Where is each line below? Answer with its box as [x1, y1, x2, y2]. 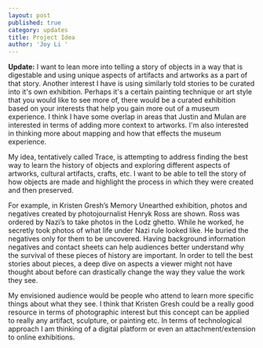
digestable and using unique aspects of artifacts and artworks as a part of [8, 71, 248, 80]
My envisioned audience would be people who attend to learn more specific [8, 291, 254, 300]
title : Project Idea [8, 33, 76, 42]
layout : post [8, 11, 51, 20]
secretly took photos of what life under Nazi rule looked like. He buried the [8, 226, 249, 235]
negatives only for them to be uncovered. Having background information [8, 234, 246, 244]
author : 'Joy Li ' [8, 41, 68, 49]
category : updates [8, 26, 68, 34]
